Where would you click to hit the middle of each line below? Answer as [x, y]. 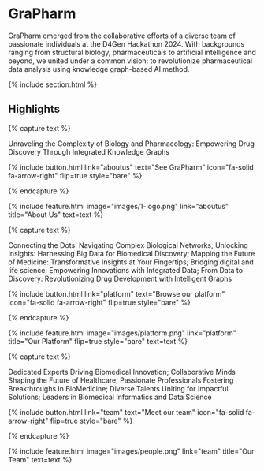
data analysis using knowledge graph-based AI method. [99, 69]
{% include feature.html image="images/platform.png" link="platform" [122, 333]
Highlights [34, 109]
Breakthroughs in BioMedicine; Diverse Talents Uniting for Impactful [118, 388]
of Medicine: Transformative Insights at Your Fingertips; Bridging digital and [131, 262]
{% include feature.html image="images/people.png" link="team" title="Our [131, 451]
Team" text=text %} [40, 459]
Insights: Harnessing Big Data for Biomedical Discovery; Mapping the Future [132, 253]
